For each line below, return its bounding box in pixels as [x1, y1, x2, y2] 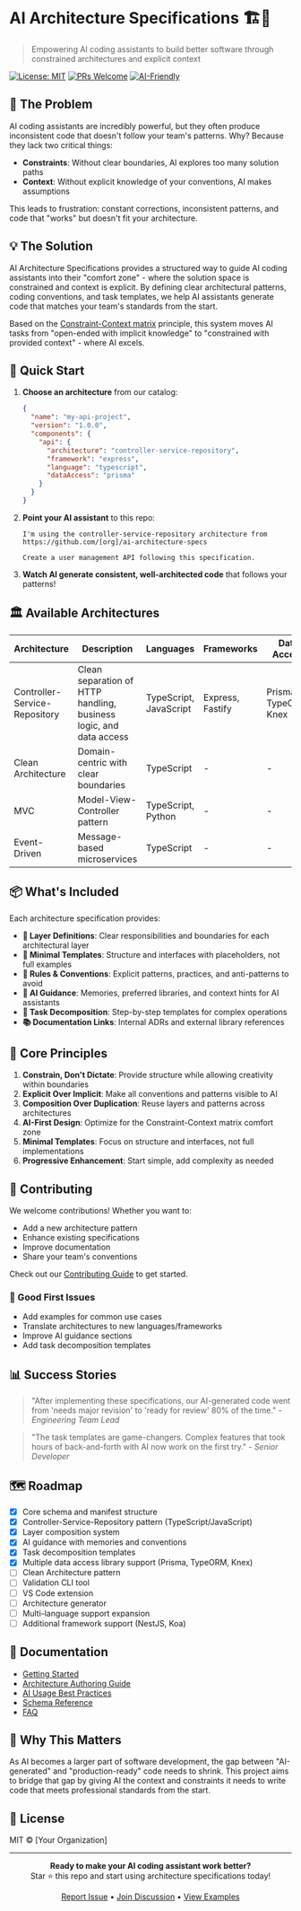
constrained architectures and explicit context [30, 53, 202, 64]
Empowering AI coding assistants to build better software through [30, 43, 274, 55]
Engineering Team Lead [30, 1415, 120, 1425]
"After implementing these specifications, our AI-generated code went [30, 1396, 291, 1407]
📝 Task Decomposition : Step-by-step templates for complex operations [21, 1006, 288, 1017]
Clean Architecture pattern [21, 1567, 121, 1578]
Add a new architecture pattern [21, 1223, 138, 1233]
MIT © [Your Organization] [9, 1835, 107, 1845]
